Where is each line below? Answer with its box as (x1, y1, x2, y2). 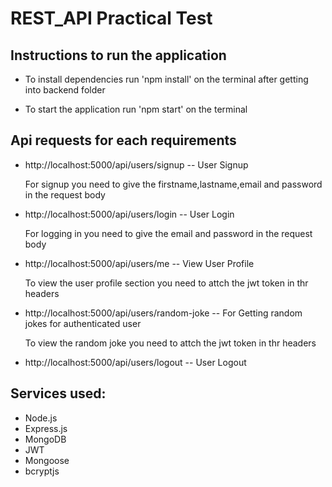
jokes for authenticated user (24, 317, 142, 329)
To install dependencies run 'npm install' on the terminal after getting (24, 73, 309, 85)
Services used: (10, 385, 107, 402)
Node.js (24, 412, 58, 424)
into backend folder (24, 84, 106, 96)
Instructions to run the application (10, 47, 227, 64)
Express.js (24, 422, 68, 434)
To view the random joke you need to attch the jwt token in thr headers (24, 337, 317, 349)
